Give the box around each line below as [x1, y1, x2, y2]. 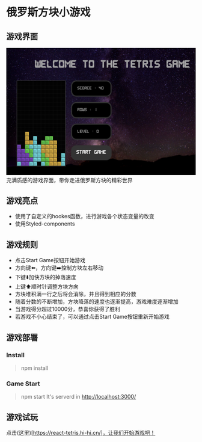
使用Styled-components [14, 220, 75, 227]
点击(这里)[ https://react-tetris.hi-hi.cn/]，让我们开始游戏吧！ [6, 429, 156, 437]
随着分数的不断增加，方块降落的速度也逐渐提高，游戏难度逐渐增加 [14, 298, 179, 305]
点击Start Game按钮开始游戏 [14, 257, 86, 264]
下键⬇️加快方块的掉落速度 [14, 274, 76, 281]
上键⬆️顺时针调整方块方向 [14, 283, 79, 290]
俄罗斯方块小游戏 [6, 5, 91, 19]
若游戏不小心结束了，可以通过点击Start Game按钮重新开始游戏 [14, 313, 170, 321]
